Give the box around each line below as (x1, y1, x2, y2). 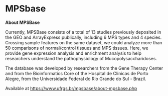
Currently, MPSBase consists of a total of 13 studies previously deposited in (5, 29, 161, 35)
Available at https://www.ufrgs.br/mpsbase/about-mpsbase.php (5, 85, 137, 91)
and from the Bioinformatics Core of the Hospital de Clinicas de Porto (5, 70, 149, 76)
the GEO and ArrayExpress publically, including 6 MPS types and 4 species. (5, 34, 162, 40)
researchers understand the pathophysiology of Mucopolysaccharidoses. (5, 55, 157, 61)
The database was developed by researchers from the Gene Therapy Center (5, 65, 163, 71)
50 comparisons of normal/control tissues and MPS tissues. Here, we (5, 45, 149, 51)
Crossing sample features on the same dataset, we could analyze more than (5, 39, 162, 45)
